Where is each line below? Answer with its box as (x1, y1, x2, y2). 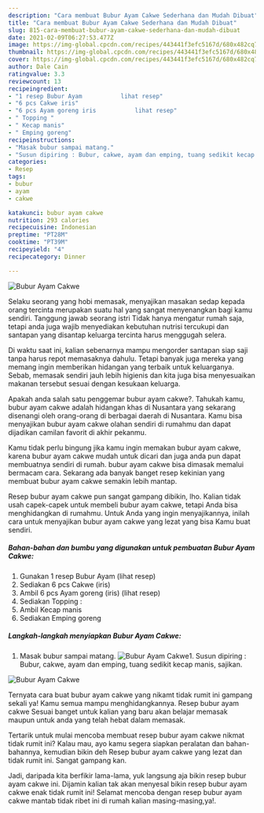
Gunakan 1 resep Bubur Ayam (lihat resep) (19, 571, 156, 581)
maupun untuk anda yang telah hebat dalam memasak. (8, 715, 186, 725)
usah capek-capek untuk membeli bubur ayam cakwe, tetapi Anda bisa (8, 499, 238, 509)
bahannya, (8, 747, 42, 756)
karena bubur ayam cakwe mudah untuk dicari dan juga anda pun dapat (8, 451, 241, 461)
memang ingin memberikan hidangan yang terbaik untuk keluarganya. (8, 362, 234, 371)
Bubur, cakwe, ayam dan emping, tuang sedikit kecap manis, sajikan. (19, 659, 243, 669)
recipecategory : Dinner (8, 253, 86, 261)
